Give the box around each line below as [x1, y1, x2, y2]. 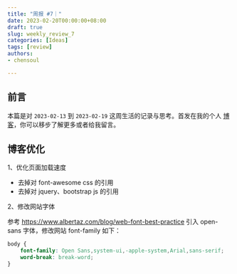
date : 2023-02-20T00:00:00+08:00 [7, 17, 107, 24]
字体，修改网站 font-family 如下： [22, 226, 121, 235]
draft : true [7, 23, 43, 31]
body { [7, 241, 27, 248]
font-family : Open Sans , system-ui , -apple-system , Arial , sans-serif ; [20, 247, 224, 255]
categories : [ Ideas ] [7, 37, 69, 44]
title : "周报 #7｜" [7, 10, 62, 18]
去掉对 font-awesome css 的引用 [17, 179, 114, 187]
